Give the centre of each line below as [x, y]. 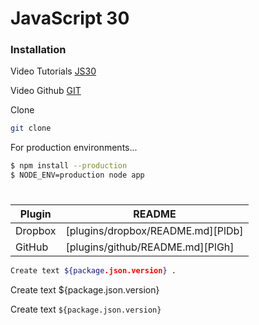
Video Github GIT [46, 91]
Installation [38, 50]
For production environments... [74, 148]
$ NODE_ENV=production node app [77, 175]
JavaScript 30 [70, 18]
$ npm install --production [69, 166]
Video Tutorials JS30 [53, 71]
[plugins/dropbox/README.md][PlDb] [154, 231]
